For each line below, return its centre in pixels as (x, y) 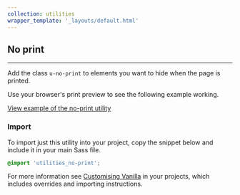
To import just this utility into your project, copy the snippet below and (110, 142)
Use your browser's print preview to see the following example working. (113, 95)
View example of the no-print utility (59, 108)
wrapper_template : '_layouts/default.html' (73, 21)
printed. (19, 81)
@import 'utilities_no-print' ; (54, 163)
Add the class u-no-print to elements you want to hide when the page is (114, 73)
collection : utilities (41, 14)
